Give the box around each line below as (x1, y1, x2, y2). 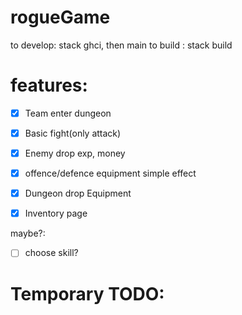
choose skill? (24, 247, 79, 259)
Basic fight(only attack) (24, 127, 122, 139)
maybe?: (10, 227, 46, 240)
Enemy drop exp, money (24, 147, 126, 159)
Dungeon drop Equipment (24, 187, 132, 200)
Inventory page (24, 207, 88, 220)
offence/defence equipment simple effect (24, 167, 197, 180)
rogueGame (10, 6, 111, 29)
